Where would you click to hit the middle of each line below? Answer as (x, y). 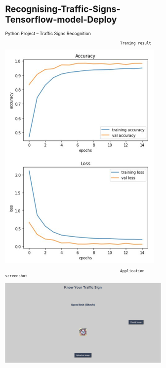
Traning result (136, 43)
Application (132, 271)
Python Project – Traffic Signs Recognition (48, 33)
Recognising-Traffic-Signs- (63, 9)
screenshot (16, 276)
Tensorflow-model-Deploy (61, 20)
